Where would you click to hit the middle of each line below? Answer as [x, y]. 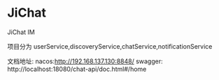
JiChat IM [21, 32]
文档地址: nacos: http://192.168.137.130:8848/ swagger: [85, 61]
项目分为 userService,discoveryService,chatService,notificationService [110, 46]
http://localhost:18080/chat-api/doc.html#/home [77, 69]
